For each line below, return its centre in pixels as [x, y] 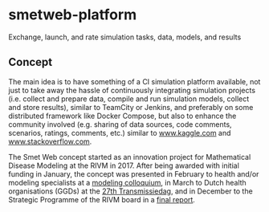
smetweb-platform [73, 15]
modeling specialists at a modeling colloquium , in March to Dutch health [127, 182]
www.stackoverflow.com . [50, 141]
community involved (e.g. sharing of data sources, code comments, [120, 124]
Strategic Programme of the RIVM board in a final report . [102, 199]
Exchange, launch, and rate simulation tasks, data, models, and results [125, 37]
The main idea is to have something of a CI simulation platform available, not [134, 81]
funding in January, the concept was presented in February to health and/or [134, 173]
